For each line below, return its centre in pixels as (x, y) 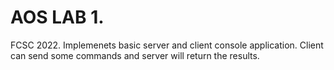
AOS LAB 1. (57, 17)
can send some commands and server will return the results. (135, 55)
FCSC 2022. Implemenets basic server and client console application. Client (167, 45)
